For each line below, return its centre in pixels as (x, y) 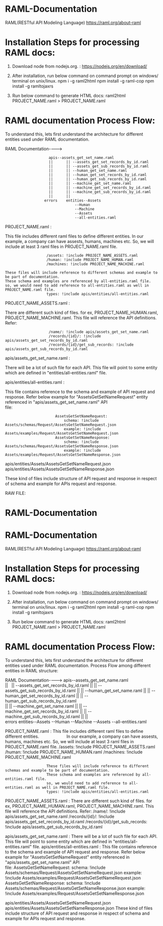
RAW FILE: (15, 493)
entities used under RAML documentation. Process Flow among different (78, 665)
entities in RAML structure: (32, 670)
